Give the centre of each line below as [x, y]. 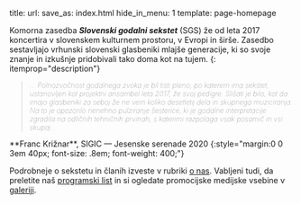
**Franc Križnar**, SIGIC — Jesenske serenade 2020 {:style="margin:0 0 [146, 144]
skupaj [41, 128]
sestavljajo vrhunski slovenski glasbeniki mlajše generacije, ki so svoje [140, 49]
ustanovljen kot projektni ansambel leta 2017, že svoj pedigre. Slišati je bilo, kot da [159, 93]
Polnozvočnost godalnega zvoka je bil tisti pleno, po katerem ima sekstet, [153, 85]
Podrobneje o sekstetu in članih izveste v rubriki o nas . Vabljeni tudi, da [141, 171]
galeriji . [23, 190]
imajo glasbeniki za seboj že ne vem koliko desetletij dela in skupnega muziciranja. [161, 102]
